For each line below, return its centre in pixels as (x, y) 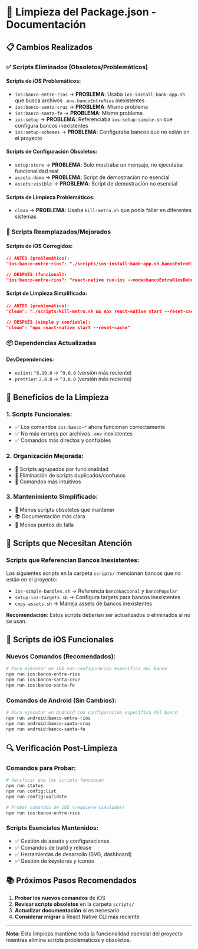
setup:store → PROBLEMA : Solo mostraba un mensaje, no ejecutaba (98, 164)
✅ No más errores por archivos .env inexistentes (73, 434)
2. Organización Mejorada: (45, 456)
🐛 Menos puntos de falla (44, 525)
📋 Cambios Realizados (49, 47)
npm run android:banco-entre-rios (49, 718)
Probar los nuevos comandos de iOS (60, 898)
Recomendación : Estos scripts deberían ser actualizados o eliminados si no (98, 615)
